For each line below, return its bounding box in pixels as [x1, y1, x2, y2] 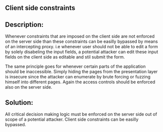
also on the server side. [5, 84, 53, 90]
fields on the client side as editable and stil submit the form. [5, 54, 125, 60]
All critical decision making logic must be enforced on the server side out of [5, 112, 157, 117]
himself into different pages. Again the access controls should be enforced [5, 79, 155, 85]
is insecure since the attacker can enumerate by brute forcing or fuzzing [5, 74, 151, 80]
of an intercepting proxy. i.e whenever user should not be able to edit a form [5, 44, 158, 50]
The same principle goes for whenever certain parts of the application [5, 63, 146, 70]
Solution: [5, 98, 33, 107]
